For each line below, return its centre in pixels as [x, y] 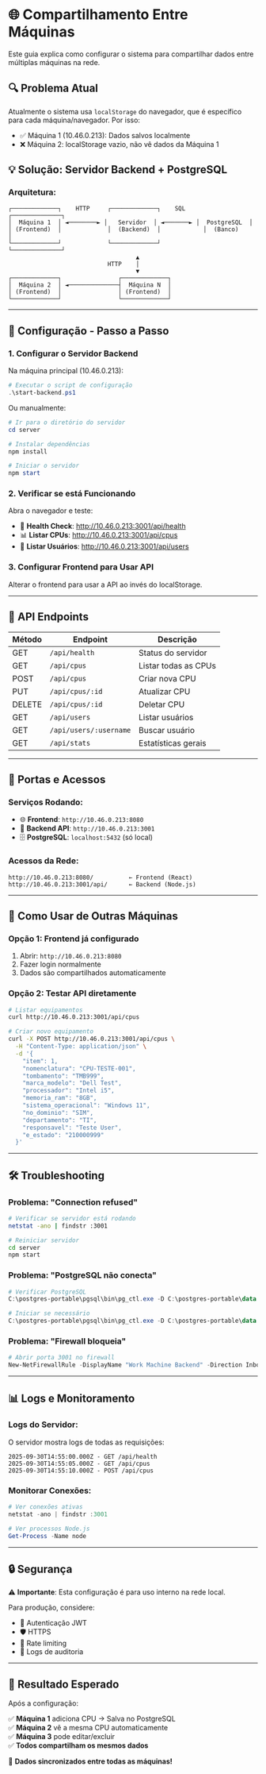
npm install [28, 451]
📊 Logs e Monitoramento [72, 1398]
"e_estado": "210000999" [63, 1135]
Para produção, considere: [51, 1608]
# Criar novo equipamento [51, 1032]
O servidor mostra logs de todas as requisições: [86, 1442]
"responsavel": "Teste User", [72, 1128]
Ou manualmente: [37, 407]
